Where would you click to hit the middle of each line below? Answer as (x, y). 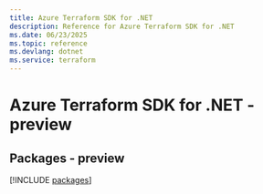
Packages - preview (67, 158)
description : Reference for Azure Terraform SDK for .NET (122, 26)
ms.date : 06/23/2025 (49, 35)
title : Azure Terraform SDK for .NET (81, 18)
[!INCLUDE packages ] (51, 180)
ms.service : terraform (53, 60)
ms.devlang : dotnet (47, 52)
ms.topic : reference (49, 43)
